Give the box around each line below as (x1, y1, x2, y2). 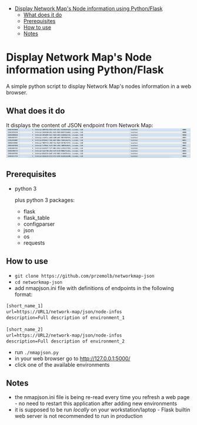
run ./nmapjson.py (14, 348, 59, 355)
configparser (23, 220, 55, 228)
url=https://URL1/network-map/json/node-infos (6, 309, 122, 315)
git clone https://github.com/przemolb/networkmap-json (14, 273, 155, 279)
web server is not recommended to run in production (14, 413, 143, 420)
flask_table (23, 214, 50, 221)
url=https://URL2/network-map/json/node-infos (6, 332, 122, 338)
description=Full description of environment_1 (6, 315, 125, 321)
